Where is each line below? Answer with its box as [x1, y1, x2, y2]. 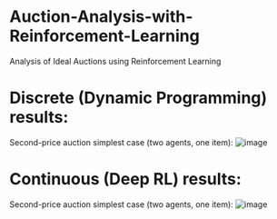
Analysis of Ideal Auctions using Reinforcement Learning [9, 55, 222, 66]
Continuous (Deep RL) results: [9, 169, 242, 190]
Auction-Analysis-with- [9, 6, 193, 27]
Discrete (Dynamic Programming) [9, 88, 268, 108]
